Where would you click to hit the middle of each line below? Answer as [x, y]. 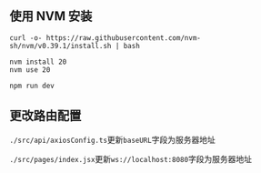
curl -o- [26, 38]
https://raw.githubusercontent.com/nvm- [124, 38]
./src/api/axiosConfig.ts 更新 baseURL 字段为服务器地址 [112, 139]
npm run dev [32, 86]
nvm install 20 [38, 62]
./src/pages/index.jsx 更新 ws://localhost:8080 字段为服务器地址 [131, 158]
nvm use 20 [30, 70]
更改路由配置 [45, 116]
